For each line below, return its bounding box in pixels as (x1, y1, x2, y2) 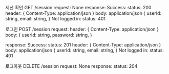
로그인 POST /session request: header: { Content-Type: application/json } (5, 26, 159, 32)
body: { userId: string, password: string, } (5, 32, 92, 38)
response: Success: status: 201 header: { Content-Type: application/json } (5, 42, 161, 47)
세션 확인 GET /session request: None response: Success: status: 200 (5, 5, 152, 10)
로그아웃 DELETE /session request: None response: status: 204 (5, 63, 138, 69)
